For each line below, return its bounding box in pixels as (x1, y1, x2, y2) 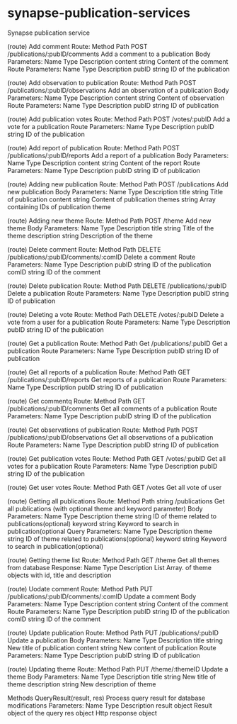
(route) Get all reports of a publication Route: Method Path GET (7, 367, 191, 377)
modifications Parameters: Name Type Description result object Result (7, 701, 212, 710)
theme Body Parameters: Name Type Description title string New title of (7, 672, 216, 681)
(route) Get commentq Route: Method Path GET (7, 396, 146, 405)
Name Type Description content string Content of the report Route (7, 158, 200, 167)
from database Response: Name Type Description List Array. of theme (7, 563, 212, 572)
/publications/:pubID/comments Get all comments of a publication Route (7, 404, 218, 413)
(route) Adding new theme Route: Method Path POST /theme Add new (7, 216, 212, 225)
